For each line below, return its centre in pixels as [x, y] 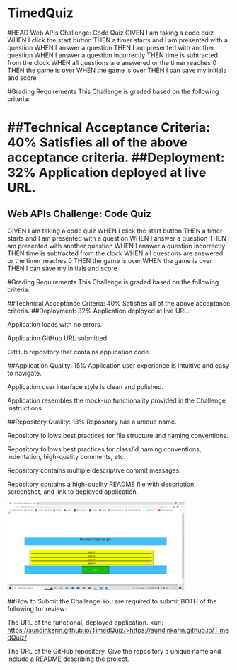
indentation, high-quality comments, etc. [67, 456]
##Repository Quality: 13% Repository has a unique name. [92, 422]
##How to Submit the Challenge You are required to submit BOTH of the [112, 601]
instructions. [25, 408]
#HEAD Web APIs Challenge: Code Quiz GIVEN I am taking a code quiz [111, 33]
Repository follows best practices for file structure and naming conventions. [118, 435]
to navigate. [25, 373]
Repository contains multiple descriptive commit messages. [94, 470]
